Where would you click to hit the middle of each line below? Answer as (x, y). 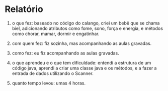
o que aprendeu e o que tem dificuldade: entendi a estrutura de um (81, 62)
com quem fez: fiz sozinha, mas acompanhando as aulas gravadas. (82, 43)
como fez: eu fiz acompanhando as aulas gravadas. (65, 53)
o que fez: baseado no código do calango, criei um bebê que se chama (86, 23)
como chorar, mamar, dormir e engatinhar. (56, 33)
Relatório (24, 9)
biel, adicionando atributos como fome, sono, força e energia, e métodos (87, 28)
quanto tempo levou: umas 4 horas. (49, 83)
